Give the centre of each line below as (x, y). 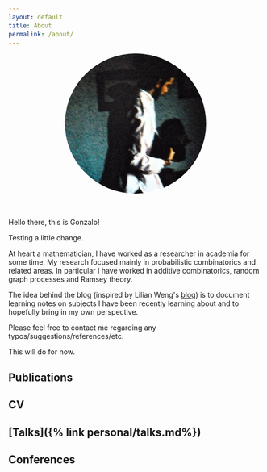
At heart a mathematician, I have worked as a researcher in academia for (129, 253)
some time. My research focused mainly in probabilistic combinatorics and (132, 262)
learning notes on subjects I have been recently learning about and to (124, 303)
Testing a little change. (46, 238)
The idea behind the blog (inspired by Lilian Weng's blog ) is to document (129, 295)
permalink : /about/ (41, 34)
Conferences (42, 459)
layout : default (35, 17)
